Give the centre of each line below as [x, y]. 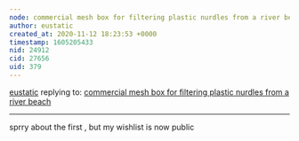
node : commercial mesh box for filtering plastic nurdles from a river [145, 17]
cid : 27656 [29, 59]
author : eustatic [41, 26]
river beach [30, 101]
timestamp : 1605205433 [51, 42]
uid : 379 [25, 67]
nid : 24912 [29, 51]
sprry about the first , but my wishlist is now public [102, 127]
